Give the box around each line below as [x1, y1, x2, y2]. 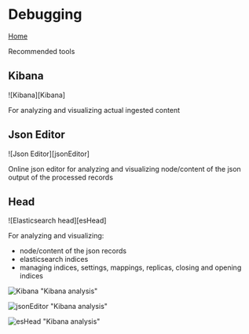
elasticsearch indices [19, 255, 89, 264]
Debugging [8, 5, 82, 24]
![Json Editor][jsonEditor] [8, 149, 90, 158]
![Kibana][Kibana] [8, 90, 65, 100]
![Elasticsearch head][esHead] [8, 216, 107, 225]
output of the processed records [8, 172, 114, 182]
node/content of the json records [19, 246, 127, 256]
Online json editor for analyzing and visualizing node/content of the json [8, 164, 241, 173]
